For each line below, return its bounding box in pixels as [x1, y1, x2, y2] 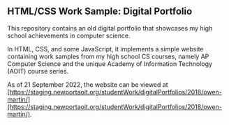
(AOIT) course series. [7, 67, 69, 75]
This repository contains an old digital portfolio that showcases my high [7, 24, 213, 32]
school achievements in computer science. [7, 31, 131, 40]
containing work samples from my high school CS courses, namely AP [7, 52, 209, 60]
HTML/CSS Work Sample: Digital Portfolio [7, 6, 193, 17]
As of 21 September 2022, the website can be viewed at [7, 80, 169, 89]
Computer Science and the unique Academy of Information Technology [7, 59, 213, 68]
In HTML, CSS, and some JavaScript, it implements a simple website [7, 44, 204, 53]
